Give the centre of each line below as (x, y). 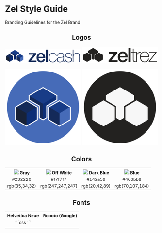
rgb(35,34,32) (22, 186)
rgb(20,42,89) (96, 186)
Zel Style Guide (36, 9)
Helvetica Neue (23, 215)
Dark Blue (99, 172)
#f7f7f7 (59, 179)
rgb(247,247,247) (59, 186)
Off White (62, 172)
